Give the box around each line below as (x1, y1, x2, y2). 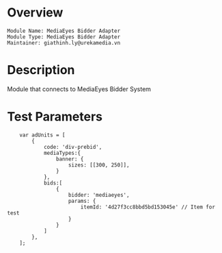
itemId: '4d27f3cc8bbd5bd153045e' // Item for (80, 204, 215, 210)
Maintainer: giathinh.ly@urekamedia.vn (7, 39, 121, 46)
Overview (7, 5, 64, 21)
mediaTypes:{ (43, 149, 81, 156)
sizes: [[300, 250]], (68, 161, 130, 169)
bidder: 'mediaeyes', (68, 191, 130, 198)
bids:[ (43, 180, 63, 186)
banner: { (55, 156, 84, 162)
